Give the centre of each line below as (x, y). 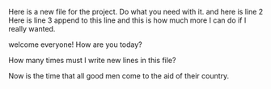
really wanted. (32, 29)
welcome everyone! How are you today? (76, 44)
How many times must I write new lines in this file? (92, 60)
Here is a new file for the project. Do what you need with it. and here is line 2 (136, 12)
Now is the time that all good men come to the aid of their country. (119, 76)
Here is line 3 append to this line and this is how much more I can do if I (127, 20)
